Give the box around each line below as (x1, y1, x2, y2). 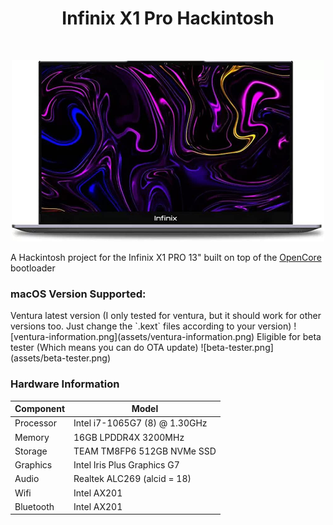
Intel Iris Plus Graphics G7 (73, 459, 180, 471)
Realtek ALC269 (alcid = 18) (73, 473, 192, 485)
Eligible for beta (256, 331, 322, 343)
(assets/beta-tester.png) (10, 352, 112, 364)
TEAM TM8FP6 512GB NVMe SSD (73, 445, 217, 457)
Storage (14, 445, 48, 457)
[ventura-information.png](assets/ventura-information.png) (10, 331, 255, 343)
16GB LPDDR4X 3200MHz (73, 431, 185, 443)
